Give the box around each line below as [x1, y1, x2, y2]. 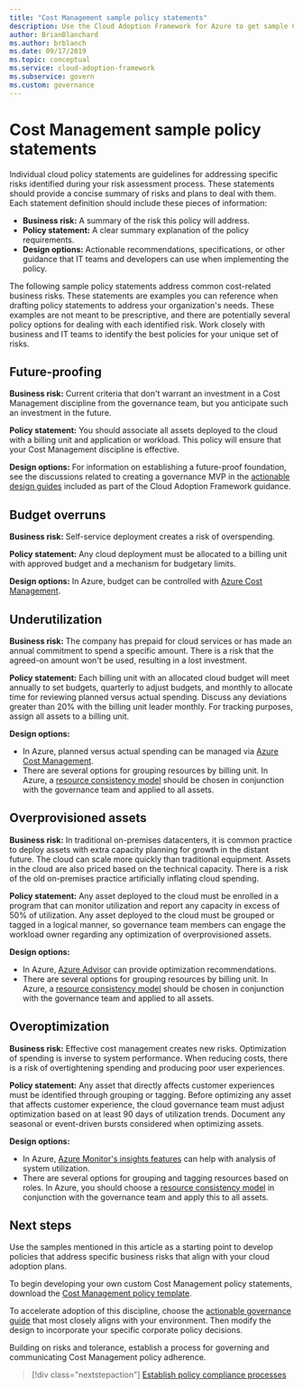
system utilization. [22, 1163, 90, 1174]
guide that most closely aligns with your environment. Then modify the [9, 1315, 272, 1326]
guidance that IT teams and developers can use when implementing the [22, 253, 289, 264]
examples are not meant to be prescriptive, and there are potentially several [9, 309, 290, 320]
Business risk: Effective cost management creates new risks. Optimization [9, 1043, 287, 1054]
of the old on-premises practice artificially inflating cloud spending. [9, 873, 260, 883]
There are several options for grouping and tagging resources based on [22, 1172, 289, 1183]
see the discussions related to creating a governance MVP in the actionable [9, 471, 290, 482]
